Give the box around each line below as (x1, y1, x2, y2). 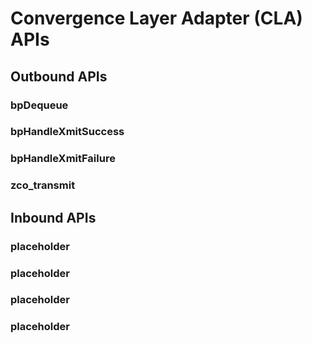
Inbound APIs (10, 209, 97, 226)
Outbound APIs (10, 68, 108, 85)
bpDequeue (10, 98, 69, 112)
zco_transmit (10, 178, 76, 192)
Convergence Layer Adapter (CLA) (10, 7, 303, 30)
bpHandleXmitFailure (10, 152, 116, 166)
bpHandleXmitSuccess (10, 125, 125, 139)
